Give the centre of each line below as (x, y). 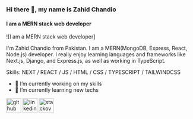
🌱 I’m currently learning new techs (57, 90)
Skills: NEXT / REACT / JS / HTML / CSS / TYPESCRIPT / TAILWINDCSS (94, 72)
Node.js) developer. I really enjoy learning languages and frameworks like (96, 54)
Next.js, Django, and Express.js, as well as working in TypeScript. (86, 61)
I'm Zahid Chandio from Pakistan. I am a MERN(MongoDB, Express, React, (97, 48)
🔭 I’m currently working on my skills (58, 84)
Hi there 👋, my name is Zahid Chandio (61, 9)
